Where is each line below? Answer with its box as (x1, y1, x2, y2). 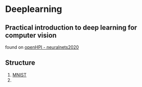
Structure (5, 59, 36, 67)
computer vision (5, 31, 57, 39)
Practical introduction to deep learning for (5, 23, 138, 32)
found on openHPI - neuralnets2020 (5, 44, 79, 50)
